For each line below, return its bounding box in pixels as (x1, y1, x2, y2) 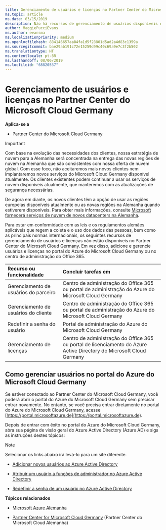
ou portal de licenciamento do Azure (62, 341, 147, 348)
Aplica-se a (5, 121, 30, 127)
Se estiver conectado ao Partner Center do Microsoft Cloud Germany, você (5, 391, 158, 397)
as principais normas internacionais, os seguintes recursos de (5, 232, 131, 238)
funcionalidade (7, 271, 44, 278)
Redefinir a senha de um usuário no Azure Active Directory (12, 485, 132, 491)
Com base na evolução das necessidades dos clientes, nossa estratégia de (5, 150, 158, 156)
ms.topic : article (5, 12, 43, 17)
